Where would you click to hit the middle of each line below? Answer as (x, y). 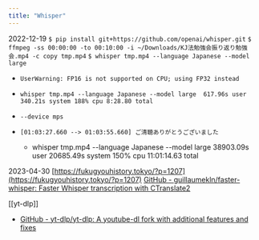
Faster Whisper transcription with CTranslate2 (115, 188)
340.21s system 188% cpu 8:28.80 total (87, 101)
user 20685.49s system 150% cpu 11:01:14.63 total (115, 155)
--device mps (42, 117)
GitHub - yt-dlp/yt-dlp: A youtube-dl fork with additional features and (134, 219)
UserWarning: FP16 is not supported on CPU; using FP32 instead (129, 78)
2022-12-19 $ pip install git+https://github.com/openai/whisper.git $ (130, 38)
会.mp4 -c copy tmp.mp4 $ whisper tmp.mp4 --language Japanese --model (129, 56)
